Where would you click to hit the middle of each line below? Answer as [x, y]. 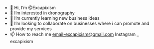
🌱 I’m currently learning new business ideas [55, 18]
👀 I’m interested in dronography [42, 13]
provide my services [31, 29]
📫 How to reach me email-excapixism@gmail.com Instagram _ [74, 34]
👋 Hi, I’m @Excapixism [33, 8]
